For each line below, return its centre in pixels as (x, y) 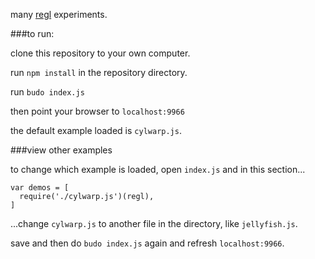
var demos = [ (40, 188)
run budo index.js (47, 92)
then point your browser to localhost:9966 (97, 111)
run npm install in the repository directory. (99, 72)
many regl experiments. (59, 14)
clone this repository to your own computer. (100, 53)
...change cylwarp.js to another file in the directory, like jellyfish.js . (154, 223)
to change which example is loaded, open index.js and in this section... (158, 169)
